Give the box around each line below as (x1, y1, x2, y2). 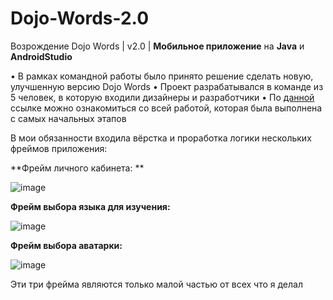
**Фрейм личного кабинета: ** (10, 162, 145, 174)
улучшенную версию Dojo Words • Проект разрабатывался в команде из (10, 80, 324, 92)
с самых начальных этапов (10, 112, 127, 124)
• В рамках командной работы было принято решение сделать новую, (10, 70, 314, 82)
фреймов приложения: (10, 142, 108, 154)
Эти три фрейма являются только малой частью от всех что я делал (10, 278, 303, 290)
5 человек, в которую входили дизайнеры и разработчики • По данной (10, 91, 315, 103)
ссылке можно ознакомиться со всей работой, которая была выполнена (10, 102, 323, 114)
